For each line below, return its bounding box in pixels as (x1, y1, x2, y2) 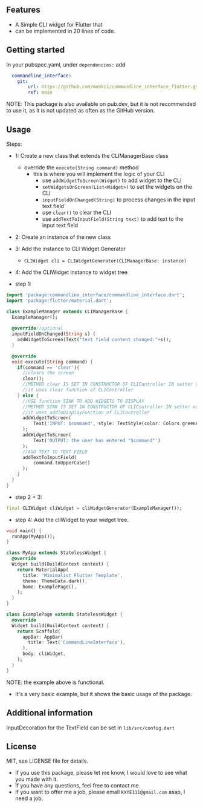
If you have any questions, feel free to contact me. (14, 782, 141, 789)
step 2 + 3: (14, 493, 42, 501)
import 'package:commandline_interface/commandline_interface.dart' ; (6, 292, 185, 298)
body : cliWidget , (22, 651, 66, 657)
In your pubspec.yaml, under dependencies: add (6, 60, 126, 68)
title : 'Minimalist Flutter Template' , (22, 572, 123, 578)
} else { (17, 393, 39, 399)
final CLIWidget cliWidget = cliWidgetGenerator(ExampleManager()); (6, 505, 182, 511)
